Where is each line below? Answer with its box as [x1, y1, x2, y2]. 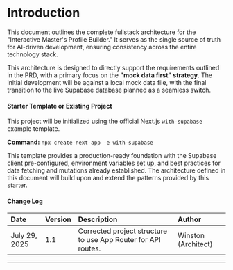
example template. [7, 125, 60, 133]
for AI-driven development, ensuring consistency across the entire [7, 42, 197, 51]
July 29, [10, 231, 37, 241]
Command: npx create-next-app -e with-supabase [7, 138, 154, 147]
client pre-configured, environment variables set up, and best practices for [7, 159, 221, 168]
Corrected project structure [78, 226, 168, 236]
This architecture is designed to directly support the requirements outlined [7, 63, 220, 72]
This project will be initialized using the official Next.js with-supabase [7, 117, 202, 126]
